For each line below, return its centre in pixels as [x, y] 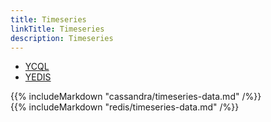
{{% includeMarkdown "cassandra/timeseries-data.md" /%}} [136, 97]
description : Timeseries [62, 38]
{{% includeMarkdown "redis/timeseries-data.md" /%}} [125, 107]
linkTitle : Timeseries [57, 29]
